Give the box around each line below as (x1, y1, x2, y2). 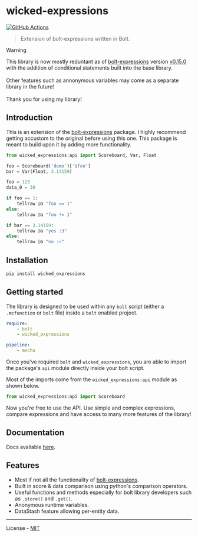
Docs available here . (6, 443, 56, 450)
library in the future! (6, 83, 54, 90)
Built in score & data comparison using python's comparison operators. (14, 482, 188, 489)
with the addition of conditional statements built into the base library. (6, 64, 173, 71)
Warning (6, 46, 27, 54)
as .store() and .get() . (14, 495, 72, 502)
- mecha (16, 348, 35, 353)
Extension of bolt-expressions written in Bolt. (20, 35, 130, 42)
